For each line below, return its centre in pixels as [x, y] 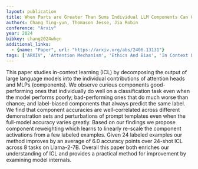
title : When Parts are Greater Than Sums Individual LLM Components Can [97, 17]
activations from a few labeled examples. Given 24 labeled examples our [94, 135]
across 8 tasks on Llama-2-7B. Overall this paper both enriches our [88, 147]
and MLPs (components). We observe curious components [77, 84]
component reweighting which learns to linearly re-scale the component [94, 128]
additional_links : [29, 45]
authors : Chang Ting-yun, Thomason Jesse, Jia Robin [72, 22]
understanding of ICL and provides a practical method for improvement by [96, 153]
